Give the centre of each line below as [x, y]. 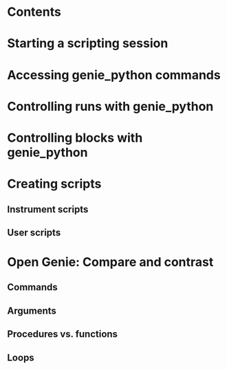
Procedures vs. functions [63, 334]
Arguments [32, 311]
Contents [34, 12]
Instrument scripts [48, 209]
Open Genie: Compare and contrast [110, 262]
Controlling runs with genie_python [110, 106]
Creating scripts [54, 184]
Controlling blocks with [75, 138]
